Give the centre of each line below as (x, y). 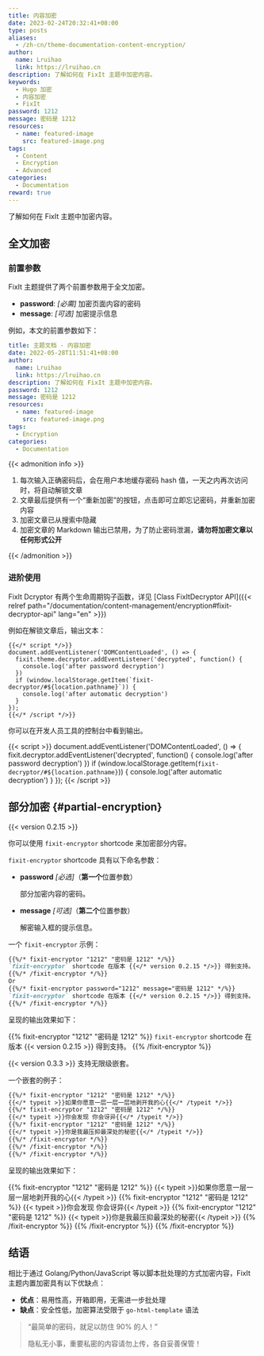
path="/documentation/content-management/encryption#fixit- (130, 605)
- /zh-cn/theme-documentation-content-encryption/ (101, 45)
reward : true (30, 192)
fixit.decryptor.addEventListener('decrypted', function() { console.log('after (131, 755)
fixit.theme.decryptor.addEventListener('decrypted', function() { (129, 659)
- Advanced (33, 171)
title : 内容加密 (33, 15)
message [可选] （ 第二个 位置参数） (77, 910)
